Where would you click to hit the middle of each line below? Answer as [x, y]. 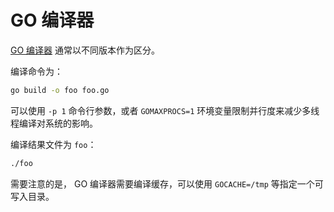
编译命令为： [36, 71]
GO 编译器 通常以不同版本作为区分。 [85, 50]
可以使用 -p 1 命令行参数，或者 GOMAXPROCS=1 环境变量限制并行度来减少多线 [165, 110]
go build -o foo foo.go [60, 90]
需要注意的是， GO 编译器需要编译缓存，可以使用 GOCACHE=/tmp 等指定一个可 [167, 183]
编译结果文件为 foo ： [53, 144]
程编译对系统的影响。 [54, 123]
